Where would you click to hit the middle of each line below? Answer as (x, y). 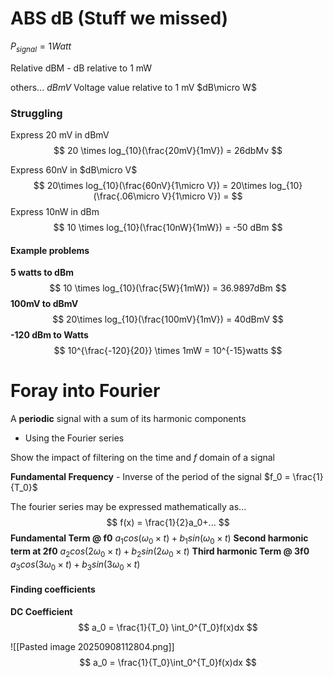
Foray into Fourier (85, 391)
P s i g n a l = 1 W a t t (41, 47)
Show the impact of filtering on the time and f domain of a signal (142, 458)
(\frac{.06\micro (126, 196)
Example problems (50, 250)
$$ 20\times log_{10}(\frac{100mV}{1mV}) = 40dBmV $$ (168, 319)
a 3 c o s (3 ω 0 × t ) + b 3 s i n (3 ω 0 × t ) (75, 565)
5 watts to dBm (42, 273)
